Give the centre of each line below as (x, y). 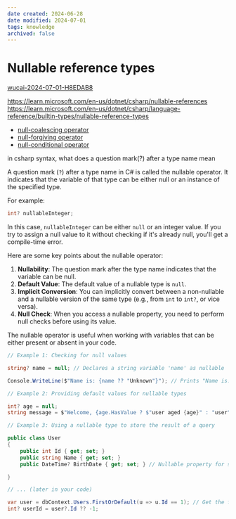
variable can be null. (47, 277)
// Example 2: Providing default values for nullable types (97, 393)
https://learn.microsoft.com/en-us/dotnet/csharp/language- (94, 109)
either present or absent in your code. (62, 342)
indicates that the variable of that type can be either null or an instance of (113, 179)
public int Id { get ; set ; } (63, 451)
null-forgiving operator (50, 137)
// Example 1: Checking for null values (67, 356)
